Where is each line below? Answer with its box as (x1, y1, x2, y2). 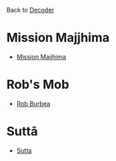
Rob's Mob (6, 77, 70, 92)
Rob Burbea (16, 99, 51, 107)
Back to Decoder (6, 6, 55, 14)
